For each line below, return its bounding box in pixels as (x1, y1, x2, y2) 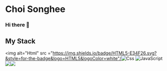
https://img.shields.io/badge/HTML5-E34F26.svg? (52, 50, 157, 56)
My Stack (5, 36, 36, 45)
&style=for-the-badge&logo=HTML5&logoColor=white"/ (5, 55, 122, 61)
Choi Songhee (5, 3, 65, 15)
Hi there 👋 (5, 21, 30, 28)
